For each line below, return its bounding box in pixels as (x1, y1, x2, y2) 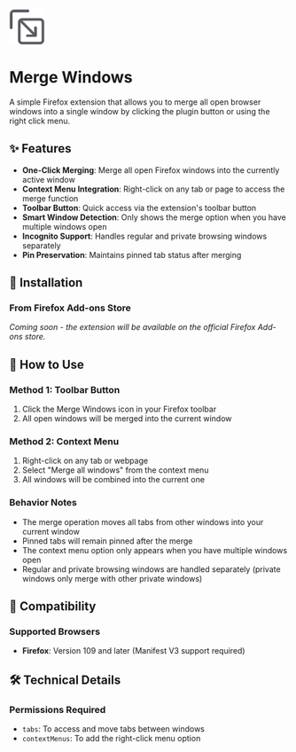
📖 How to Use (9, 356, 84, 372)
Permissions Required (9, 703, 106, 716)
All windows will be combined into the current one (21, 474, 206, 485)
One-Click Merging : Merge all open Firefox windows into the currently (21, 164, 280, 176)
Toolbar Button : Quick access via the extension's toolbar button (21, 202, 257, 213)
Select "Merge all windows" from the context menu (21, 465, 209, 475)
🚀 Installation (9, 275, 83, 291)
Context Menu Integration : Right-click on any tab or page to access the (21, 184, 285, 194)
